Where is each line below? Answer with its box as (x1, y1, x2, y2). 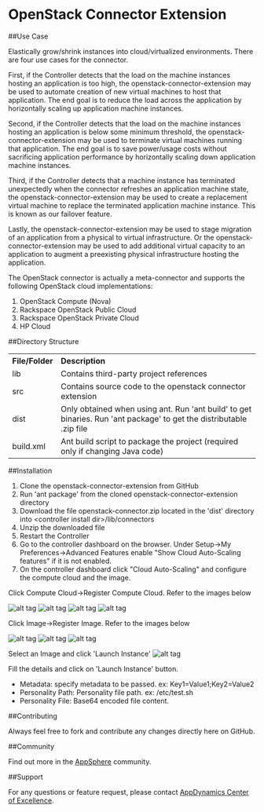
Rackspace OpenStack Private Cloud (19, 313, 139, 323)
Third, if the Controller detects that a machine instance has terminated (8, 175, 236, 185)
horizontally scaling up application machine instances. (8, 104, 184, 113)
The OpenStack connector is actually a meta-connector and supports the (8, 272, 245, 282)
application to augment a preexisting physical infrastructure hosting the (8, 249, 240, 258)
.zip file (60, 422, 88, 433)
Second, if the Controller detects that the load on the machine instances (8, 119, 241, 128)
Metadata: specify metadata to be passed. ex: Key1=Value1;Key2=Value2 (19, 679, 255, 689)
